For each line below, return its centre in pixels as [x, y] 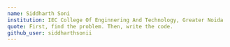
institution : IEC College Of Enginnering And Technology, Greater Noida [115, 20]
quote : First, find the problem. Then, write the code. [90, 26]
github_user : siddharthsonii [50, 33]
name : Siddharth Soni [39, 13]
